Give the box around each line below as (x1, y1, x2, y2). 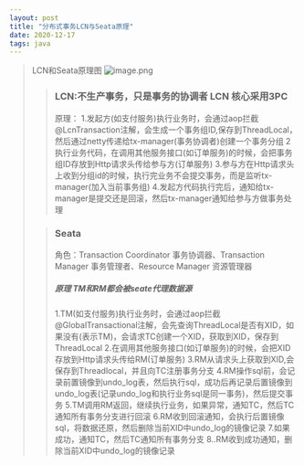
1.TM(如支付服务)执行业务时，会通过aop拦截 (54, 308, 221, 319)
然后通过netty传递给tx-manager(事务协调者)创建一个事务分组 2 (54, 135, 291, 146)
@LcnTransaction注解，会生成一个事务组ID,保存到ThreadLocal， (54, 124, 298, 135)
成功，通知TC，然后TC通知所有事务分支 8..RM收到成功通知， (54, 433, 285, 444)
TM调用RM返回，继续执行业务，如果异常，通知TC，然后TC (71, 399, 295, 410)
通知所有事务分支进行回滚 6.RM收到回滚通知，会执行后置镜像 (54, 410, 285, 421)
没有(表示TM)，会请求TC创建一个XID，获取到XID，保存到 (62, 331, 279, 342)
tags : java (9, 38, 51, 48)
